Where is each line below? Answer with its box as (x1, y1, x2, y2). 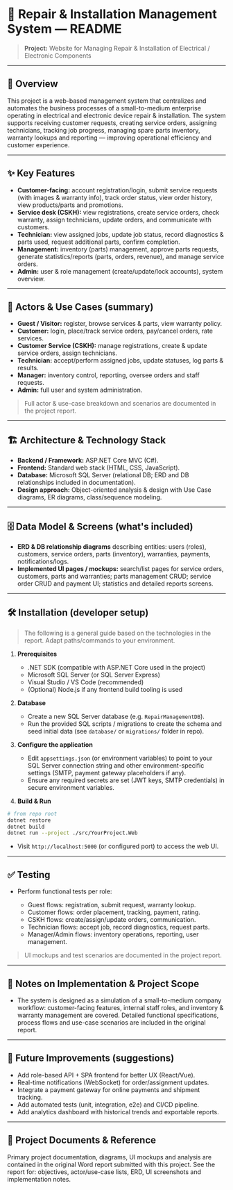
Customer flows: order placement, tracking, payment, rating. (27, 908, 201, 916)
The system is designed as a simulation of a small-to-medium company (17, 996, 222, 1005)
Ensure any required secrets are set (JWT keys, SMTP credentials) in (27, 776, 225, 784)
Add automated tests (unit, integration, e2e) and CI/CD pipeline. (17, 1100, 200, 1109)
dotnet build (7, 823, 45, 830)
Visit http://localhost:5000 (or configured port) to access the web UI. (17, 842, 219, 850)
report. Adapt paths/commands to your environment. (24, 636, 175, 645)
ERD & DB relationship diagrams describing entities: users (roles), (17, 543, 207, 551)
